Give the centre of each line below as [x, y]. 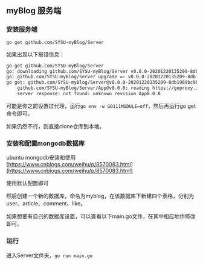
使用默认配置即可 [27, 183]
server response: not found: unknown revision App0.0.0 [89, 94]
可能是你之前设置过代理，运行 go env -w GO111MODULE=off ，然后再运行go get [101, 106]
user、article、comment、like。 [46, 204]
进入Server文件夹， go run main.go [49, 255]
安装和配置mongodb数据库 [46, 143]
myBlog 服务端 [34, 11]
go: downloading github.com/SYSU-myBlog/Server [67, 71]
